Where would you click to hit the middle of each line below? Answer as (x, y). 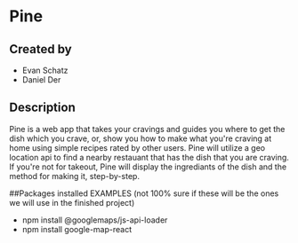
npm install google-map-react (77, 229)
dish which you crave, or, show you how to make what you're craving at (141, 138)
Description (42, 108)
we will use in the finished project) (72, 202)
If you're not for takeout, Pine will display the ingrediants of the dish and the (148, 167)
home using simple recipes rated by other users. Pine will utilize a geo (137, 147)
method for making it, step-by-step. (75, 176)
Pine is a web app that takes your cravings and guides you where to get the (147, 129)
